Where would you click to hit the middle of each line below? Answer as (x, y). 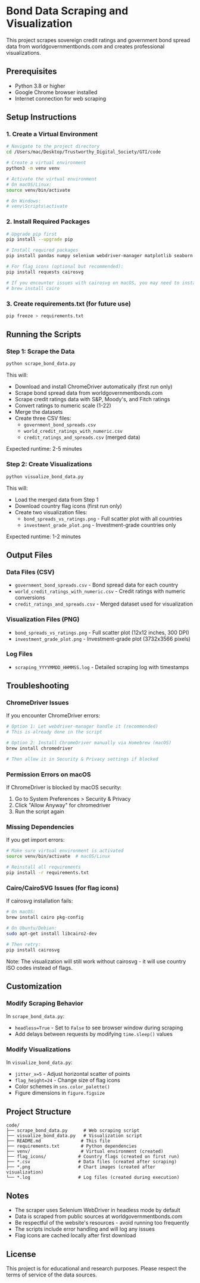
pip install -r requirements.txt (48, 873)
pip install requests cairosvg (45, 272)
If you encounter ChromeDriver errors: (53, 716)
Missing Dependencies (40, 827)
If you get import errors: (35, 840)
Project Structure (39, 1112)
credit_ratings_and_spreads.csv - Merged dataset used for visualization (104, 604)
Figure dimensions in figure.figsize (60, 1093)
